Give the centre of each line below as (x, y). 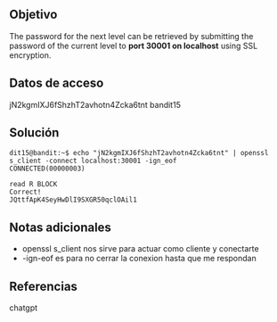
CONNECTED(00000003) (48, 169)
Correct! (25, 192)
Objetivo (33, 15)
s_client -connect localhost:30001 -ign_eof (93, 161)
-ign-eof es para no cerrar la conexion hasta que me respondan (139, 259)
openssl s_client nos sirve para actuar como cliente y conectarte (141, 249)
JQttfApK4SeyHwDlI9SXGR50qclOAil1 (73, 200)
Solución (34, 133)
